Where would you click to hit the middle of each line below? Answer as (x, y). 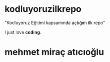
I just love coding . (23, 32)
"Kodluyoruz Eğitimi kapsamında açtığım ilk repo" (55, 23)
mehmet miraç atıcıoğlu (55, 52)
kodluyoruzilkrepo (43, 9)
